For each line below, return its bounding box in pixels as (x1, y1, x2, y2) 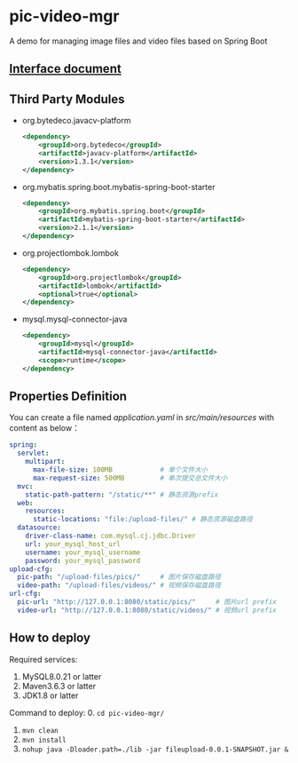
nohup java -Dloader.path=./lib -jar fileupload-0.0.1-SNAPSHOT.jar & (21, 744, 289, 754)
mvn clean (21, 726, 59, 735)
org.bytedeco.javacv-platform (21, 115, 131, 126)
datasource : (17, 523, 62, 532)
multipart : (25, 457, 66, 466)
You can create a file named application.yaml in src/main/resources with (9, 412, 275, 423)
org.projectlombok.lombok (21, 247, 120, 258)
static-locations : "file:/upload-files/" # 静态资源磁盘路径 (32, 515, 253, 524)
